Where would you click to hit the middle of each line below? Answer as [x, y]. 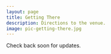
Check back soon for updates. [43, 46]
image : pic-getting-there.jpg [44, 28]
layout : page [22, 12]
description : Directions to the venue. [56, 23]
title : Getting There [33, 17]
